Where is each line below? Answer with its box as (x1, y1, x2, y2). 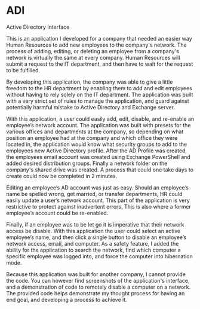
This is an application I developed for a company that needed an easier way (6, 35, 192, 42)
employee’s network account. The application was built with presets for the (6, 121, 191, 129)
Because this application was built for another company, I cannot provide (6, 270, 186, 278)
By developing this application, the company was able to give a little (6, 78, 173, 85)
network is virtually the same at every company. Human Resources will (6, 54, 180, 61)
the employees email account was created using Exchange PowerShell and (6, 153, 191, 160)
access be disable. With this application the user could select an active (6, 227, 181, 234)
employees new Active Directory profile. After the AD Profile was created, (6, 147, 187, 154)
